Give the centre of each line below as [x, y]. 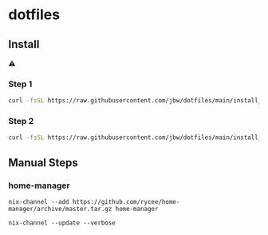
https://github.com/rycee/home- [126, 202]
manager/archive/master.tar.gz [60, 209]
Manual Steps [43, 163]
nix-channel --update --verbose [62, 223]
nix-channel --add [39, 202]
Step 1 [20, 84]
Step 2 [21, 121]
